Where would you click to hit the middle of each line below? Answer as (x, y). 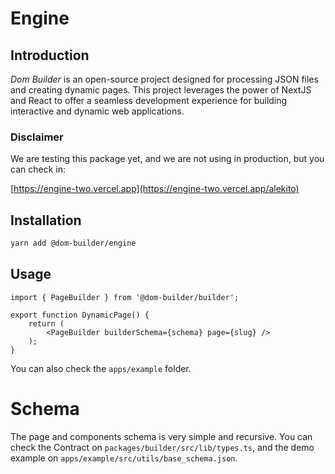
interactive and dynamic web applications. (97, 111)
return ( (46, 323)
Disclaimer (37, 137)
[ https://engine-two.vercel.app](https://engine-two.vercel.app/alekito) (155, 189)
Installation (46, 220)
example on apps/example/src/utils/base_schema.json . (124, 458)
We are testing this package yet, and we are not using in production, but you (167, 159)
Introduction (50, 55)
